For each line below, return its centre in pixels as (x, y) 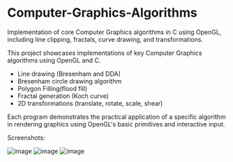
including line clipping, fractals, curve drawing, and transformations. (105, 39)
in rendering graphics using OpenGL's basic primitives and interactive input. (116, 124)
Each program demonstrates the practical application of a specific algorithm (116, 117)
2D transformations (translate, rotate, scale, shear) (90, 103)
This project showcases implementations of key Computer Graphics (105, 53)
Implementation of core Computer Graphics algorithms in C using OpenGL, (114, 32)
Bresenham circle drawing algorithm (69, 81)
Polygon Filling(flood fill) (52, 88)
